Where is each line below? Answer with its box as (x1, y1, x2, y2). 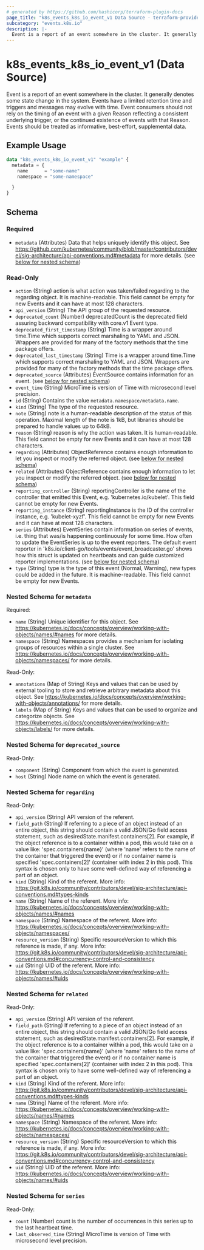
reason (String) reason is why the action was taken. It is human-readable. (15, 429, 199, 436)
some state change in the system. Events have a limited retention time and (6, 97, 192, 104)
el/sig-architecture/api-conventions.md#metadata (15, 251, 141, 259)
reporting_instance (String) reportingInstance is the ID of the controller (15, 506, 194, 514)
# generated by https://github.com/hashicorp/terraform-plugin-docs (6, 8, 183, 15)
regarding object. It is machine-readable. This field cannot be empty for (15, 294, 194, 301)
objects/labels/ (15, 725, 53, 733)
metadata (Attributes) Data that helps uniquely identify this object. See (15, 239, 190, 246)
